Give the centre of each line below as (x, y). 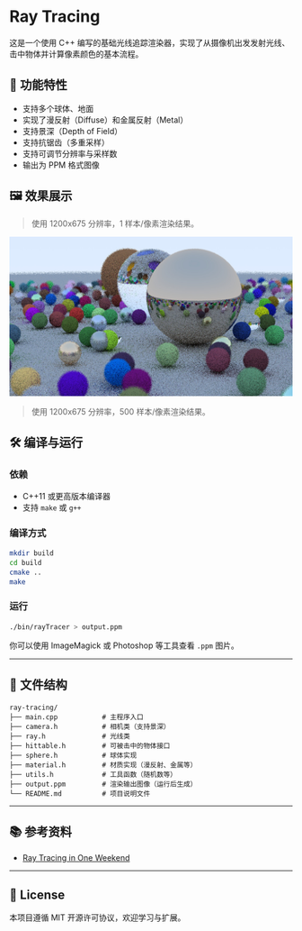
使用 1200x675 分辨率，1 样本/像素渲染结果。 (115, 224)
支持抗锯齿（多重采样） (66, 142)
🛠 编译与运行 (46, 443)
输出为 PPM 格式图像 (61, 165)
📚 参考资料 (41, 831)
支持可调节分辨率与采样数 (70, 153)
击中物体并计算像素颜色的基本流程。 (76, 54)
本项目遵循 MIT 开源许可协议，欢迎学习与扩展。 (98, 917)
